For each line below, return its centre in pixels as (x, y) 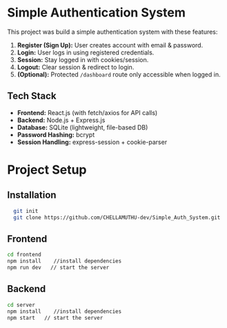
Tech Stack (32, 96)
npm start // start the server (55, 318)
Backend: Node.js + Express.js (61, 120)
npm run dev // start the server (58, 268)
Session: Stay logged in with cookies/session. (83, 59)
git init (26, 211)
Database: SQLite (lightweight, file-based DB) (82, 127)
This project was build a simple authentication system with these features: (112, 32)
